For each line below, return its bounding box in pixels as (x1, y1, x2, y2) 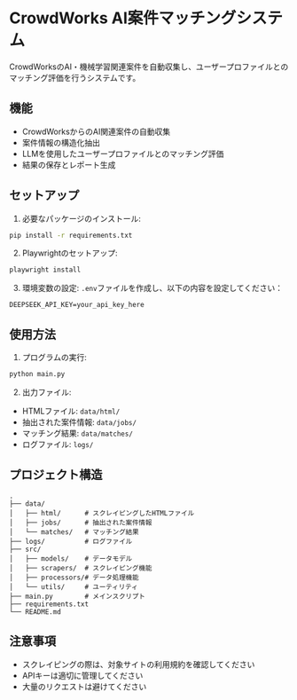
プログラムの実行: (21, 352, 87, 363)
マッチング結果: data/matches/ (21, 428, 133, 438)
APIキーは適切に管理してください (21, 670, 144, 680)
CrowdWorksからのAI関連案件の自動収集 (21, 126, 171, 137)
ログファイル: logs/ (21, 439, 94, 449)
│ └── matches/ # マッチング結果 (9, 527, 139, 537)
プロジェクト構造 (9, 468, 103, 483)
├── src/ (9, 545, 42, 554)
